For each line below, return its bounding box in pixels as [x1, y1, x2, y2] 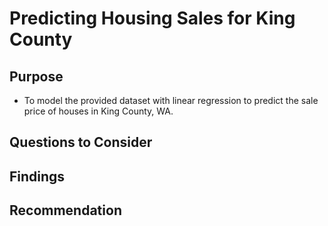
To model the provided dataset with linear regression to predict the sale [23, 95, 319, 106]
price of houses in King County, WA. [23, 105, 174, 117]
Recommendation [9, 202, 122, 219]
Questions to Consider [9, 134, 153, 151]
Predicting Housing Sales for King [9, 7, 296, 30]
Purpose [9, 68, 64, 85]
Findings [9, 168, 66, 185]
